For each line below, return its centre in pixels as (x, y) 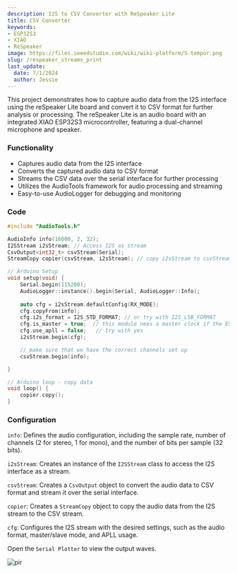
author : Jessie (36, 79)
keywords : (22, 27)
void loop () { (28, 389)
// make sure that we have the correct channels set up (104, 350)
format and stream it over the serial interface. (73, 492)
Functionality (31, 148)
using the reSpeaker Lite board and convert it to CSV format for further (110, 107)
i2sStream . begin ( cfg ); (53, 337)
